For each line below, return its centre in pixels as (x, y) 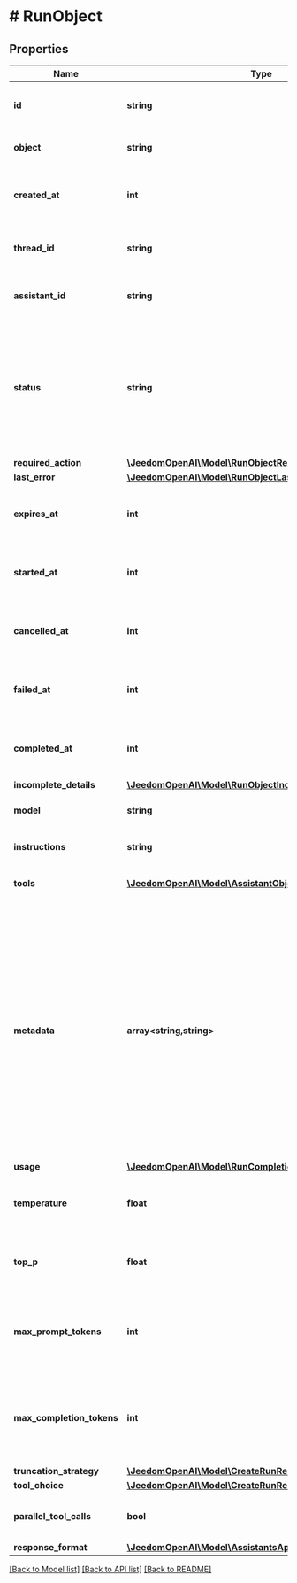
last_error (34, 477)
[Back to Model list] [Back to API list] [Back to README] (110, 1569)
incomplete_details (54, 785)
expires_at (36, 514)
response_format (50, 1547)
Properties (39, 49)
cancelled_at (41, 631)
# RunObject (56, 16)
